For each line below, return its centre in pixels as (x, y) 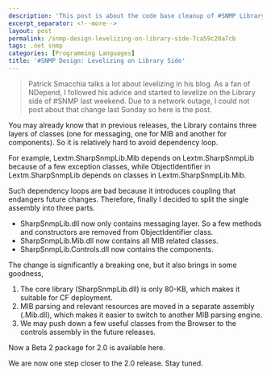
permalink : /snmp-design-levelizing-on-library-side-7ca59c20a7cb (122, 38)
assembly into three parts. (52, 207)
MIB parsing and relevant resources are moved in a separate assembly (137, 306)
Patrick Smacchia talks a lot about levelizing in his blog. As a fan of (139, 84)
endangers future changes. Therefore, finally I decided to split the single (129, 199)
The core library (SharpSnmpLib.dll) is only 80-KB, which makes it (130, 289)
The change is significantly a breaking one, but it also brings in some (123, 265)
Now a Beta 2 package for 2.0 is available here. (87, 347)
